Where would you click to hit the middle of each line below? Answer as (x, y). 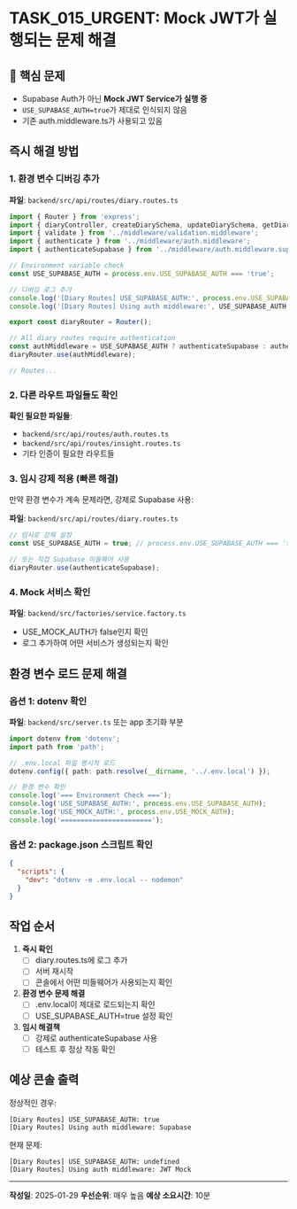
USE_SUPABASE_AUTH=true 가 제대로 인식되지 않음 (104, 110)
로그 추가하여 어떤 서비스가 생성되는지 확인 (95, 643)
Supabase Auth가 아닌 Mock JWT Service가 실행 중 (114, 99)
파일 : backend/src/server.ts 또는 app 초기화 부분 (96, 722)
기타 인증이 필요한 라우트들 (68, 453)
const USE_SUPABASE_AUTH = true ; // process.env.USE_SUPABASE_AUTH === (144, 544)
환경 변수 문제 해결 (53, 994)
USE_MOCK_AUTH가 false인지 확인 (85, 632)
